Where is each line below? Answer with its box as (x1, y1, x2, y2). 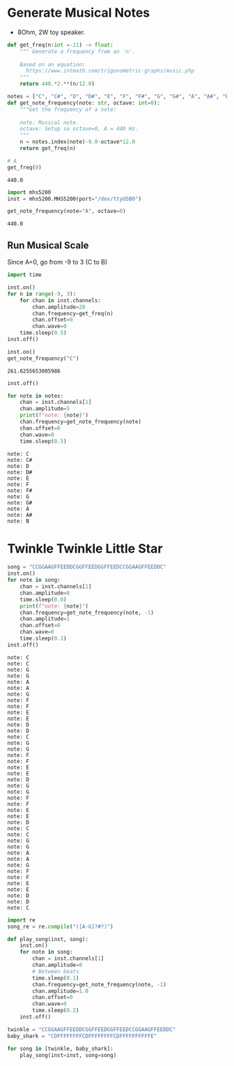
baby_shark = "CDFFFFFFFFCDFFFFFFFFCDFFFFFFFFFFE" (7, 1033, 157, 1039)
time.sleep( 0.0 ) (19, 596, 68, 603)
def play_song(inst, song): (7, 936, 89, 943)
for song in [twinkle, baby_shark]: (7, 1045, 114, 1052)
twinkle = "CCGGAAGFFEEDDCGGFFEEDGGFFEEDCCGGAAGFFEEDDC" (7, 1026, 176, 1033)
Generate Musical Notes (7, 5, 150, 21)
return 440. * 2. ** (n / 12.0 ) (19, 80, 95, 88)
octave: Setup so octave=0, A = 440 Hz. (19, 126, 139, 133)
